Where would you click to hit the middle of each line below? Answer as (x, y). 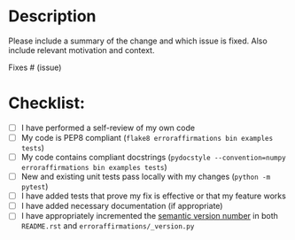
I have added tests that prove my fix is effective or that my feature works (154, 196)
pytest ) (35, 187)
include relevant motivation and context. (82, 50)
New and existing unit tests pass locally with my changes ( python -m (146, 177)
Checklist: (47, 103)
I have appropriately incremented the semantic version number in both (149, 216)
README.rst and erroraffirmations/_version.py (108, 226)
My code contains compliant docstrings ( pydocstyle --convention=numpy (153, 157)
